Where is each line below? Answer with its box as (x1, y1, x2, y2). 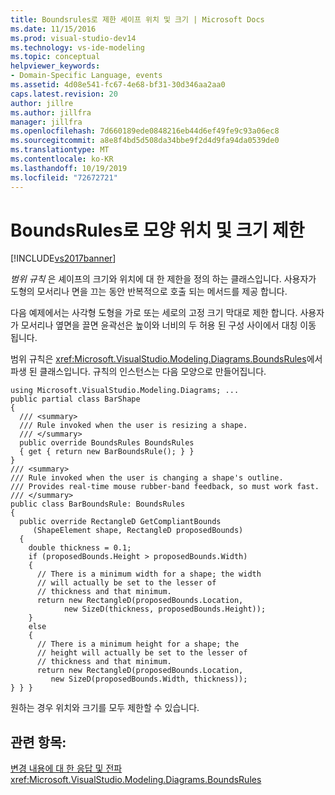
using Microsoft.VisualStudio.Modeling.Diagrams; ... (10, 386, 240, 396)
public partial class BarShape (10, 394, 141, 405)
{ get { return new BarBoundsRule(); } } (19, 447, 195, 457)
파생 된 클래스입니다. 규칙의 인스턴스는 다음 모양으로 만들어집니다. (10, 366, 267, 378)
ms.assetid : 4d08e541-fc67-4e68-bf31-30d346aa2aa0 (10, 80, 226, 90)
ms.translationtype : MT (10, 145, 110, 155)
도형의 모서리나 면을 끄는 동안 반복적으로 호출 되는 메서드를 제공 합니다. (10, 286, 288, 298)
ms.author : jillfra (10, 107, 92, 118)
